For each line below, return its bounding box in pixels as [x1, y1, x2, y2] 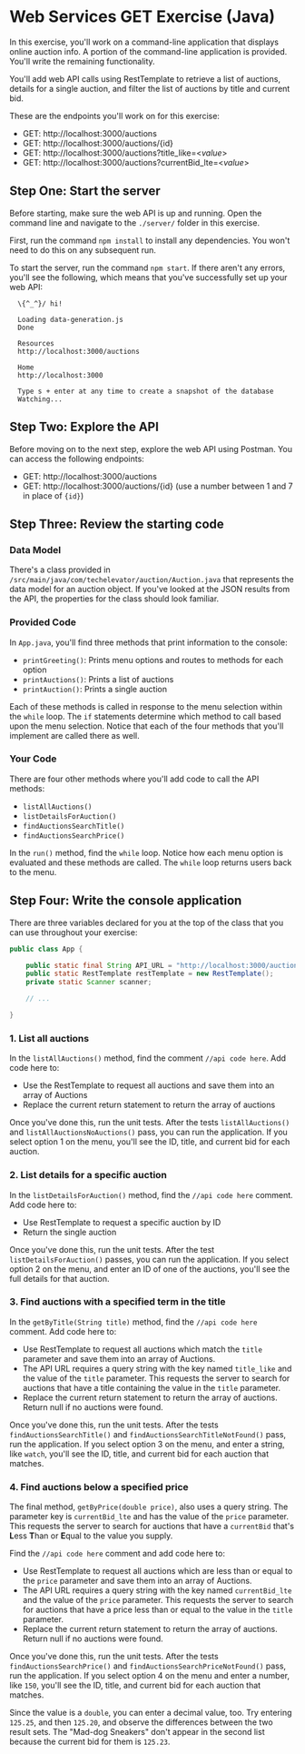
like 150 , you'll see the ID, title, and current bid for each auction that [9, 1680, 261, 1691]
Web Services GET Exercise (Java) [9, 6, 275, 27]
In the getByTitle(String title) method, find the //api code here [9, 1316, 258, 1327]
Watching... [17, 394, 64, 404]
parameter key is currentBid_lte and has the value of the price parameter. [9, 1511, 289, 1522]
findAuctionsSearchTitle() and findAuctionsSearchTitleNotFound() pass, [9, 1428, 287, 1439]
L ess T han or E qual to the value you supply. [9, 1530, 173, 1541]
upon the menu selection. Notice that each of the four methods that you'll [9, 721, 284, 731]
